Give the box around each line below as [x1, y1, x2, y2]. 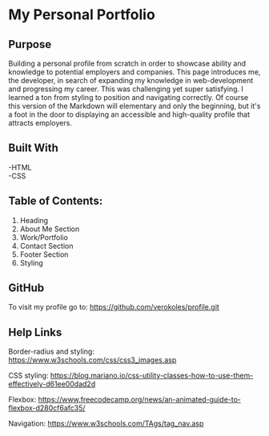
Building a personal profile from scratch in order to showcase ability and [8, 58, 247, 68]
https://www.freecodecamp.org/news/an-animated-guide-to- [38, 394, 242, 405]
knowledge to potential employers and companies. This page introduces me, [8, 67, 261, 77]
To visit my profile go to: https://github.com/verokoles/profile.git [8, 302, 220, 312]
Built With [8, 142, 58, 155]
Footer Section [19, 250, 69, 259]
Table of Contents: [8, 194, 103, 208]
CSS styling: [8, 370, 49, 381]
